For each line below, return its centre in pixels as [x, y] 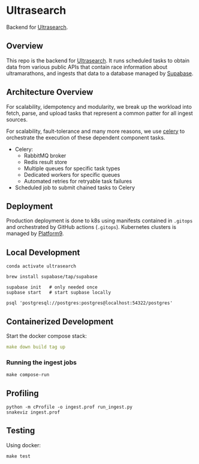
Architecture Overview [50, 92]
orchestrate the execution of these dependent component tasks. [86, 137]
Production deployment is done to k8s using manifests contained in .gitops [99, 221]
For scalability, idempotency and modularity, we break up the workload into [99, 106]
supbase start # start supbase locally [59, 293]
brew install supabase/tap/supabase [52, 277]
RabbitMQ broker [45, 155]
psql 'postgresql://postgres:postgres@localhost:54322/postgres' [89, 303]
